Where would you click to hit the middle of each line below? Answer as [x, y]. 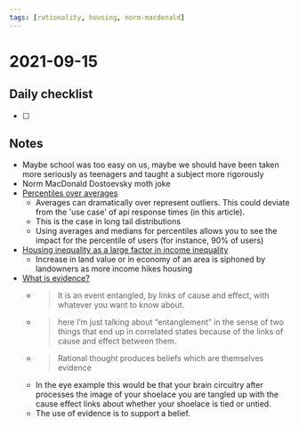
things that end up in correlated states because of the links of [170, 332]
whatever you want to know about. [121, 305]
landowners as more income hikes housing [114, 269]
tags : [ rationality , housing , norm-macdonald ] [97, 17]
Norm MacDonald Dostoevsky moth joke [96, 184]
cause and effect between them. [117, 341]
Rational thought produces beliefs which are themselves [161, 359]
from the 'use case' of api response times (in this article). [140, 212]
